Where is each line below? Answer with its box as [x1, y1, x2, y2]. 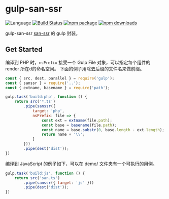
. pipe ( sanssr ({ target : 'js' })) [23, 180, 94, 185]
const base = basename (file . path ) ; [41, 123, 117, 128]
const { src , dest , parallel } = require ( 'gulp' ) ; [5, 75, 115, 81]
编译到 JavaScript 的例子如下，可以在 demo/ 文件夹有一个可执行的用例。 [5, 161, 157, 167]
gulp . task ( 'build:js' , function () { [5, 171, 85, 176]
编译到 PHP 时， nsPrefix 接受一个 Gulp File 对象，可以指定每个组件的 [5, 59, 151, 65]
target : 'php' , [32, 108, 65, 113]
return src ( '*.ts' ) [14, 99, 56, 104]
